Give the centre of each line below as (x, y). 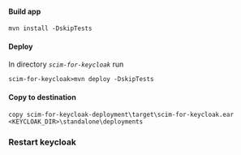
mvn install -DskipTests (50, 28)
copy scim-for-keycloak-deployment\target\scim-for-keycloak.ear (121, 114)
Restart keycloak (43, 142)
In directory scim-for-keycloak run (66, 64)
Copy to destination (43, 97)
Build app (25, 11)
